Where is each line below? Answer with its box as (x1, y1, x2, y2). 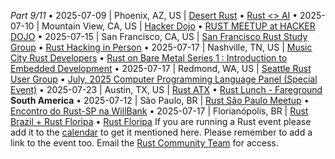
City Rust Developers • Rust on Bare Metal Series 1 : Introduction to (10, 52, 288, 64)
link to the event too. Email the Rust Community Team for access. (10, 137, 279, 149)
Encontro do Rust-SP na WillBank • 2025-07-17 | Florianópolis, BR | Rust (10, 105, 309, 117)
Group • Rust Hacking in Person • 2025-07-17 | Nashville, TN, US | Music (10, 41, 313, 53)
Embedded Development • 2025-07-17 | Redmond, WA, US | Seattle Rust (10, 63, 312, 74)
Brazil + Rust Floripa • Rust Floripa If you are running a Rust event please (10, 116, 312, 127)
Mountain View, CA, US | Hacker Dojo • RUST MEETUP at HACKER (41, 20, 316, 32)
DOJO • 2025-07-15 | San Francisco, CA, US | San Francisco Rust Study (10, 31, 308, 42)
